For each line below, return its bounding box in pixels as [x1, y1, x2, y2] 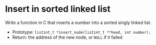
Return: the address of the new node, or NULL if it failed [12, 34, 123, 40]
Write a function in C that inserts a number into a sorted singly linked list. [5, 20, 152, 25]
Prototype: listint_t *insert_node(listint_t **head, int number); [12, 29, 151, 35]
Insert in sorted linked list [5, 3, 111, 15]
